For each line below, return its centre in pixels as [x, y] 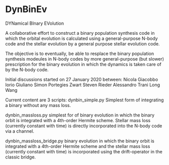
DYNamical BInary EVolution [35, 23]
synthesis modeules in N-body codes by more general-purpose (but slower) [85, 59]
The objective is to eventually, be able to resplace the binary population [80, 53]
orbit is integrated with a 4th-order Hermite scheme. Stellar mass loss [78, 120]
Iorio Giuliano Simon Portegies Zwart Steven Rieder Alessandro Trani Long [83, 85]
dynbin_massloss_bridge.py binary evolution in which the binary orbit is [80, 141]
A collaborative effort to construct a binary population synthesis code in [80, 33]
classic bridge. [21, 157]
